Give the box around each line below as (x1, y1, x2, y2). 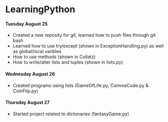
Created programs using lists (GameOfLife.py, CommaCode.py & (12, 82, 149, 88)
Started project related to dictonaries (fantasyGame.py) (12, 111, 129, 117)
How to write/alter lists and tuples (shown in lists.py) (12, 59, 124, 65)
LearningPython (5, 4, 76, 15)
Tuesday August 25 (5, 20, 48, 27)
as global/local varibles (12, 48, 62, 55)
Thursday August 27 (5, 100, 50, 106)
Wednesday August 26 (5, 70, 55, 77)
